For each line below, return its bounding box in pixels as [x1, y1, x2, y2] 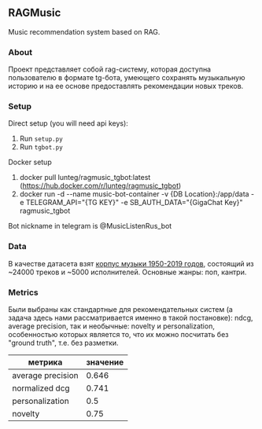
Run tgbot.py [19, 142, 63, 152]
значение [86, 357, 124, 368]
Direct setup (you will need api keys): [8, 119, 128, 128]
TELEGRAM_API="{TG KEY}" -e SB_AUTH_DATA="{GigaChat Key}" [25, 198, 243, 207]
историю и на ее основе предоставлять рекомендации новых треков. [8, 82, 244, 91]
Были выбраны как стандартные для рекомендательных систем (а [8, 305, 234, 313]
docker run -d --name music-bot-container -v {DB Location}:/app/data [19, 189, 249, 199]
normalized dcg [12, 383, 70, 394]
